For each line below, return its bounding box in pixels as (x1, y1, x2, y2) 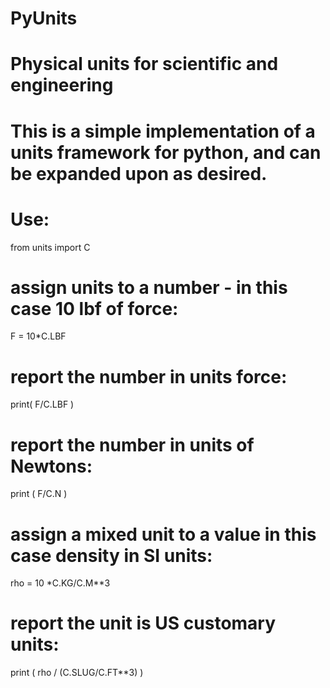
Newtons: (10, 455, 93, 477)
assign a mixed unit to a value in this (10, 523, 317, 546)
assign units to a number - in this (10, 276, 288, 299)
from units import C (10, 241, 91, 253)
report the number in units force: (10, 365, 288, 388)
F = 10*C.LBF (10, 330, 67, 342)
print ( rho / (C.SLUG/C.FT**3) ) (10, 667, 144, 679)
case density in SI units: (10, 544, 213, 567)
